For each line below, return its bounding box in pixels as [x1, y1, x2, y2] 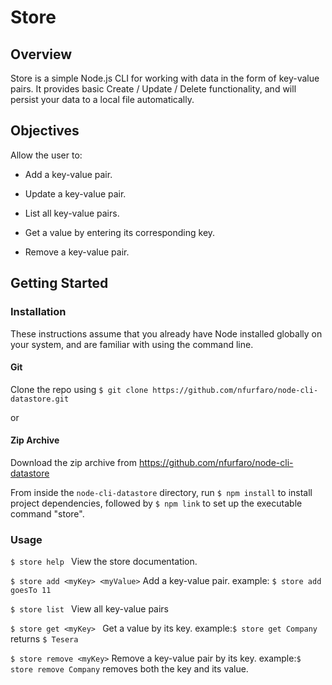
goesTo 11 [10, 586, 52, 596]
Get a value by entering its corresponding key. [24, 226, 216, 238]
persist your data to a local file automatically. [10, 94, 195, 105]
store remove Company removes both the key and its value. [10, 663, 249, 675]
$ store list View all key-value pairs [10, 603, 170, 615]
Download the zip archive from [10, 456, 137, 468]
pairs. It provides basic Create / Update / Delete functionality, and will [10, 83, 297, 95]
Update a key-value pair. [24, 187, 127, 200]
